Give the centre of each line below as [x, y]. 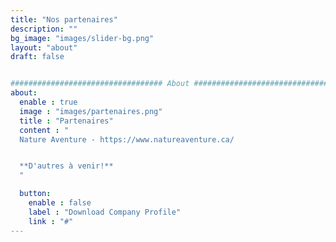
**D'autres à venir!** [66, 166]
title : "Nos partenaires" [64, 19]
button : [35, 194]
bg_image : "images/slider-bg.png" [82, 38]
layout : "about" [44, 47]
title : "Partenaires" [66, 121]
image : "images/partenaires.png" [91, 111]
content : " [44, 130]
